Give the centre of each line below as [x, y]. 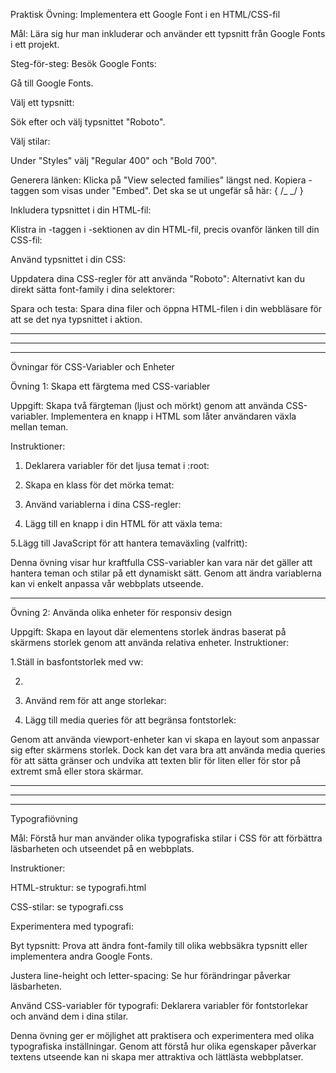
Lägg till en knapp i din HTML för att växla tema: [123, 523]
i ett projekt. [35, 44]
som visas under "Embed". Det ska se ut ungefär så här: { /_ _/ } [172, 190]
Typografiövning [44, 818]
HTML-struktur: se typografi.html [78, 887]
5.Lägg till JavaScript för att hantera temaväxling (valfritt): [129, 543]
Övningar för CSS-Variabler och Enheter [92, 367]
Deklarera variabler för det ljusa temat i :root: [117, 465]
